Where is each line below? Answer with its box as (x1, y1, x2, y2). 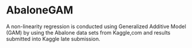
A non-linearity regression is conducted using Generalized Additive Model (6, 23, 186, 30)
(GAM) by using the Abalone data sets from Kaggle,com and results (6, 29, 171, 36)
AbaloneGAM (6, 4, 74, 17)
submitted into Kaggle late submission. (6, 35, 100, 42)
